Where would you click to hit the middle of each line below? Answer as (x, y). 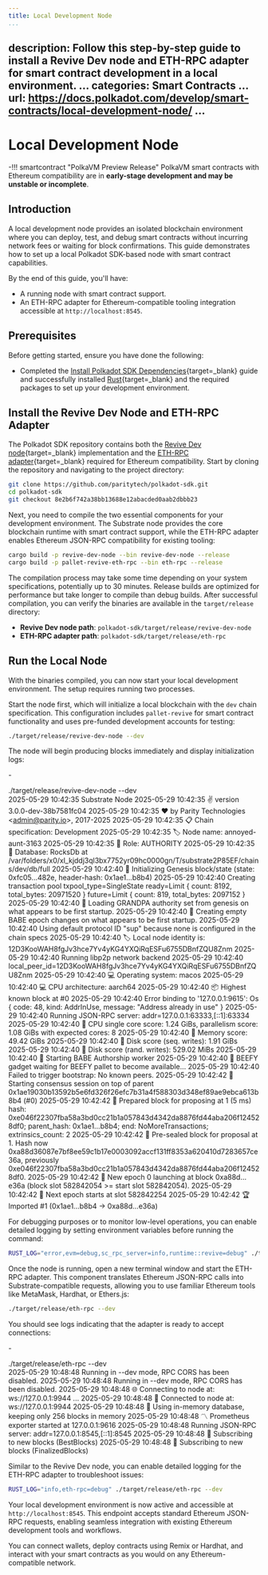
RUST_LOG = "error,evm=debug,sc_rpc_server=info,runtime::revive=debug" (128, 1253)
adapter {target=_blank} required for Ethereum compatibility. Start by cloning (134, 462)
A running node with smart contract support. (93, 294)
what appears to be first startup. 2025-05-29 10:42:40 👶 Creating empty (128, 912)
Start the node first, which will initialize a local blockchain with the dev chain (132, 704)
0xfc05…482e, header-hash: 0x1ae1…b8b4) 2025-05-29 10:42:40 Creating (132, 878)
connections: (30, 1333)
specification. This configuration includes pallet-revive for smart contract (131, 712)
